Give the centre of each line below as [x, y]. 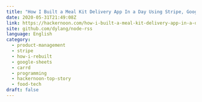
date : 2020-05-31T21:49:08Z [41, 17]
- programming [29, 73]
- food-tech [27, 85]
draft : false [23, 90]
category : [19, 40]
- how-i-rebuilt [32, 56]
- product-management [39, 46]
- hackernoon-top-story [41, 79]
